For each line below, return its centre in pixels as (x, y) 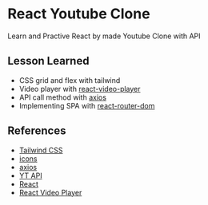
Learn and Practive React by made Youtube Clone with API (104, 36)
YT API (30, 175)
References (37, 131)
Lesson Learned (48, 61)
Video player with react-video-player (80, 89)
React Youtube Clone (79, 14)
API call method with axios (63, 97)
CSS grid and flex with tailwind (70, 80)
